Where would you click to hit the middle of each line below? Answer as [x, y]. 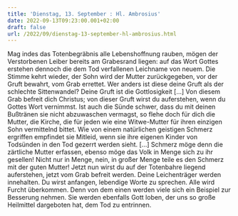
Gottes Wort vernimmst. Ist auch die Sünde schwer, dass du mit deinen [112, 107]
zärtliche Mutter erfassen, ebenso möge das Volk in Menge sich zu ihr [110, 152]
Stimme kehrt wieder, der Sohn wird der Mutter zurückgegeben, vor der [113, 77]
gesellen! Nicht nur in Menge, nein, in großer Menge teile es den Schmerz [116, 160]
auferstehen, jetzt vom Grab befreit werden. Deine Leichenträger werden [114, 175]
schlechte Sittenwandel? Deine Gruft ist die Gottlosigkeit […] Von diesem [114, 92]
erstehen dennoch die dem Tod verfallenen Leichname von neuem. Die [112, 69]
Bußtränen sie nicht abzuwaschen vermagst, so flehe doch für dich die [112, 114]
